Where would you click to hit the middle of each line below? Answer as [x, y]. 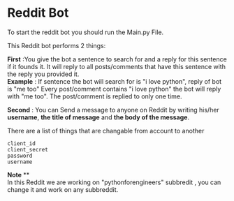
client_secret [28, 149]
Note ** [19, 174]
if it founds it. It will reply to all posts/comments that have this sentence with [116, 66]
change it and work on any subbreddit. [63, 189]
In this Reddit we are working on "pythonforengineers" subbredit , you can [114, 182]
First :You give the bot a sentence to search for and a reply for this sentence [117, 59]
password [20, 156]
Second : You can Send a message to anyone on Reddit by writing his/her [114, 110]
